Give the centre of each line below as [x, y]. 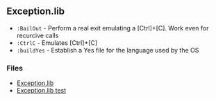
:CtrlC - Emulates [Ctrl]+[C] [57, 43]
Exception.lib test [41, 91]
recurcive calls [38, 35]
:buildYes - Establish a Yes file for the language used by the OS [108, 50]
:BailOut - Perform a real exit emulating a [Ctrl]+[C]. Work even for [113, 28]
